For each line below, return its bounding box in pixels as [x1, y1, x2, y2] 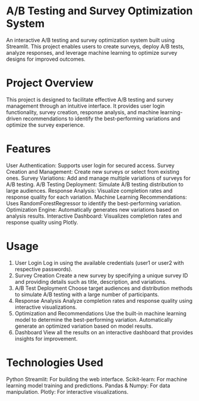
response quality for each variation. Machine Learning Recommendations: [6, 193, 187, 200]
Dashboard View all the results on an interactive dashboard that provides [14, 328, 193, 336]
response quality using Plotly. [6, 218, 78, 225]
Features [6, 142, 51, 156]
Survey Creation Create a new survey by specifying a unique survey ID [14, 272, 188, 279]
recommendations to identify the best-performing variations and [23, 115, 181, 122]
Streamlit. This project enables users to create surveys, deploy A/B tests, [6, 43, 185, 50]
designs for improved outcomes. [6, 55, 86, 62]
